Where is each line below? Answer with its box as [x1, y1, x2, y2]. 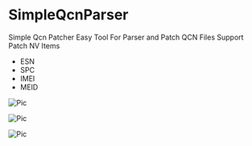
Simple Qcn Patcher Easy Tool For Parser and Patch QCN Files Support [8, 32, 244, 42]
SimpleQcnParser [8, 6, 129, 24]
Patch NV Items [8, 40, 60, 50]
